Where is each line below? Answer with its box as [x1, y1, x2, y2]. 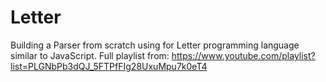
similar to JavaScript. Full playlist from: [10, 49, 170, 61]
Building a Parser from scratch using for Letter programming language [10, 39, 300, 51]
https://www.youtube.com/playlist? [171, 49, 316, 61]
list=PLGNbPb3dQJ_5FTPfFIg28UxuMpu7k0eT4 [10, 60, 208, 72]
